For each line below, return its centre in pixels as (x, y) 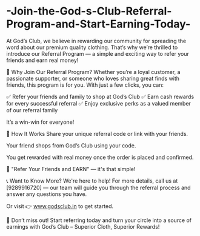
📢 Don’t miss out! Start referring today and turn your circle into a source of (99, 220)
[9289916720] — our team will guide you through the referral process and (98, 187)
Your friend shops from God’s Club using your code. (71, 145)
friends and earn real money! (42, 60)
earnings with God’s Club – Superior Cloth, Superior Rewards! (83, 226)
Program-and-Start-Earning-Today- (98, 24)
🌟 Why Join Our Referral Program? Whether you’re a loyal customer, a (93, 72)
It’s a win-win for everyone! (40, 122)
